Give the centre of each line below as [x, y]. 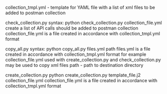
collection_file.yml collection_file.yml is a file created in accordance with [81, 80]
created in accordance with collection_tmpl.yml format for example [76, 54]
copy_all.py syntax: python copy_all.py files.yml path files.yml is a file [78, 49]
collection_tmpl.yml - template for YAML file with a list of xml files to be [80, 7]
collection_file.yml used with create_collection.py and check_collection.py [83, 60]
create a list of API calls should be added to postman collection [72, 28]
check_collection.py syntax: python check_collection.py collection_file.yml [84, 23]
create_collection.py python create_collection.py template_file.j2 [73, 75]
